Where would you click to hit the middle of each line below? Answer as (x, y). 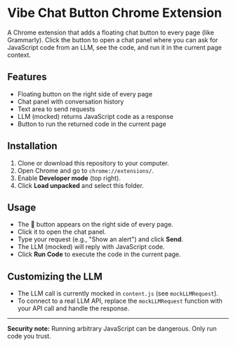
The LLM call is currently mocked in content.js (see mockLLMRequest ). (118, 294)
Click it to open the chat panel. (62, 232)
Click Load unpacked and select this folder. (80, 185)
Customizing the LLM (55, 276)
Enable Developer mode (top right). (69, 178)
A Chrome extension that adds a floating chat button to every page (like (111, 32)
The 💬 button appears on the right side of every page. (95, 225)
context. (19, 55)
